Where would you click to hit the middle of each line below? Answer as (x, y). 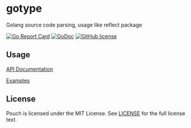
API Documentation (29, 69)
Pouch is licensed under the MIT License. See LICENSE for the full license (96, 113)
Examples (18, 80)
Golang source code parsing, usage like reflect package (74, 25)
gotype (24, 9)
